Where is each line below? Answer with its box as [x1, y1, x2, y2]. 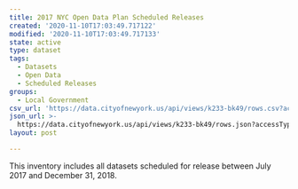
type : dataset [9, 46, 62, 55]
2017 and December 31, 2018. [9, 169, 117, 180]
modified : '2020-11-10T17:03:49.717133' [9, 29, 161, 38]
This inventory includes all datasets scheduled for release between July [9, 161, 272, 171]
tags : [9, 54, 29, 63]
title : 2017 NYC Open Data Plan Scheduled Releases [9, 12, 204, 22]
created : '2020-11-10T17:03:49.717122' [9, 21, 157, 30]
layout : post [9, 129, 58, 138]
